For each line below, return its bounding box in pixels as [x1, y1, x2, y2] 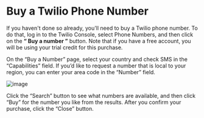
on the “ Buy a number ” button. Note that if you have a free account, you [6, 37, 191, 44]
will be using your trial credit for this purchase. [6, 44, 123, 51]
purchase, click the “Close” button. [6, 105, 94, 112]
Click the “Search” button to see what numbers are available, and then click [6, 92, 196, 99]
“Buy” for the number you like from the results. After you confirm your [6, 99, 181, 106]
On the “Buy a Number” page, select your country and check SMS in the [6, 55, 188, 63]
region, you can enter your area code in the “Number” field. [6, 68, 155, 75]
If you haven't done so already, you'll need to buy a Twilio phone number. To [6, 24, 198, 32]
